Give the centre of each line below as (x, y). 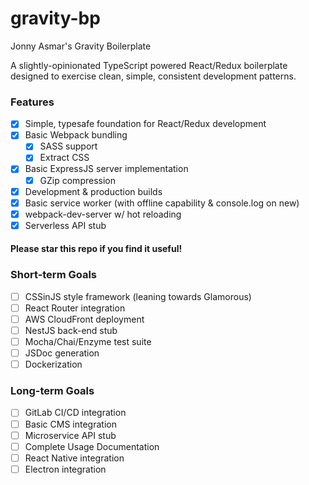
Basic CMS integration (70, 424)
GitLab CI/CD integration (75, 413)
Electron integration (65, 469)
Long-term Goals (52, 391)
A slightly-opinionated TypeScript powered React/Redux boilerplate (149, 65)
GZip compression (77, 180)
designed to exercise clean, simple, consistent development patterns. (153, 76)
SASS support (68, 146)
